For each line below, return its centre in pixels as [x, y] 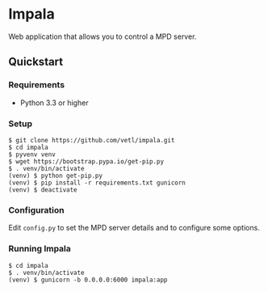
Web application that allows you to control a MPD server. [103, 36]
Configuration [36, 209]
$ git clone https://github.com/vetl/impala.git [92, 140]
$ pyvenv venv [32, 154]
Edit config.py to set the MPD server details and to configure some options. [134, 228]
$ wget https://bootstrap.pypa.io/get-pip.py [86, 161]
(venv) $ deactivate [43, 190]
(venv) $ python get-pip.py [56, 176]
